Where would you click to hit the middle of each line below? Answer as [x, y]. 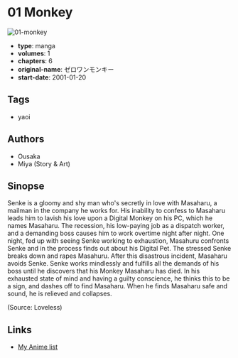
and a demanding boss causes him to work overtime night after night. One [116, 233]
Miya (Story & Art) [44, 163]
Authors [26, 139]
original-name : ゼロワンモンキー [66, 69]
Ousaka [29, 156]
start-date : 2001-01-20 [52, 77]
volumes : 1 [34, 53]
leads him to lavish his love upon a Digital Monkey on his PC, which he [110, 218]
